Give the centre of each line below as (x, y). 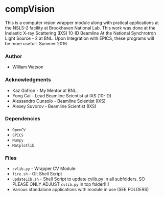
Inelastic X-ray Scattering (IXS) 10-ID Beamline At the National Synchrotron (81, 33)
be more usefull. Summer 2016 (36, 43)
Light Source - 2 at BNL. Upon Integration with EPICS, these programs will (80, 38)
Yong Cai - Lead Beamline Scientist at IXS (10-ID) (62, 96)
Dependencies (23, 119)
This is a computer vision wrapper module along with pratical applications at (82, 23)
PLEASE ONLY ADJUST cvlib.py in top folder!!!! (60, 184)
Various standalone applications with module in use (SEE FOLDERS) (81, 190)
